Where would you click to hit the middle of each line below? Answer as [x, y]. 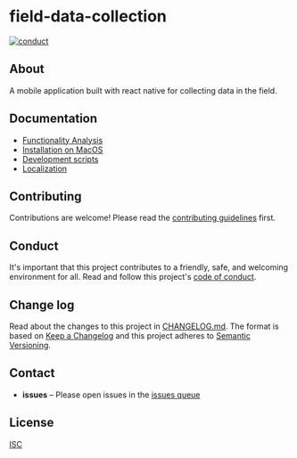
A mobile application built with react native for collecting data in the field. [144, 90]
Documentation [54, 119]
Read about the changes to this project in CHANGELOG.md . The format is [144, 326]
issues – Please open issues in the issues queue [111, 395]
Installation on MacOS [62, 150]
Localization [45, 168]
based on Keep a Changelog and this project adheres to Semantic [130, 335]
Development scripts [60, 159]
